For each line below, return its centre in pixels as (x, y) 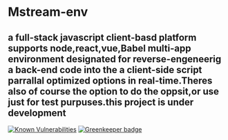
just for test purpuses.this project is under (101, 102)
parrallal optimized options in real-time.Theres (110, 80)
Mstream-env (48, 12)
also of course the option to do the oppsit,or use (114, 91)
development (37, 113)
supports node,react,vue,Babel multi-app (99, 48)
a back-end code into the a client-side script (105, 70)
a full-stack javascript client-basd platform (102, 38)
